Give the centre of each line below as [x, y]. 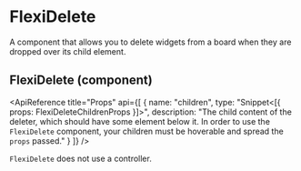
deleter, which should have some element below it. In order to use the [140, 121]
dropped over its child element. [68, 51]
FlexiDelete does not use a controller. [80, 158]
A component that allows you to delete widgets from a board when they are [150, 42]
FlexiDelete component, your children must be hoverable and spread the [146, 131]
